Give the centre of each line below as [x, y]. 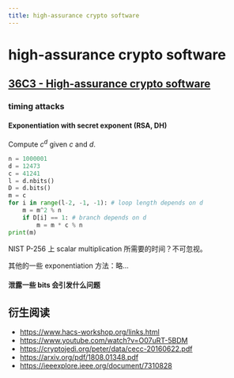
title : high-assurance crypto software [74, 15]
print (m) [23, 232]
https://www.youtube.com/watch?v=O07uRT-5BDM [104, 341]
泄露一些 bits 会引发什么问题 [55, 285]
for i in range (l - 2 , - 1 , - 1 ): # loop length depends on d [106, 203]
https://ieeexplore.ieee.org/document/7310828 [96, 366]
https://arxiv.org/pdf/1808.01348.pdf [79, 357]
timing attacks [36, 106]
